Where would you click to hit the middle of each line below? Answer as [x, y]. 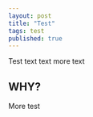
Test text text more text [47, 61]
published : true [35, 38]
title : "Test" [32, 23]
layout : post [30, 16]
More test [24, 107]
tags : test [26, 31]
